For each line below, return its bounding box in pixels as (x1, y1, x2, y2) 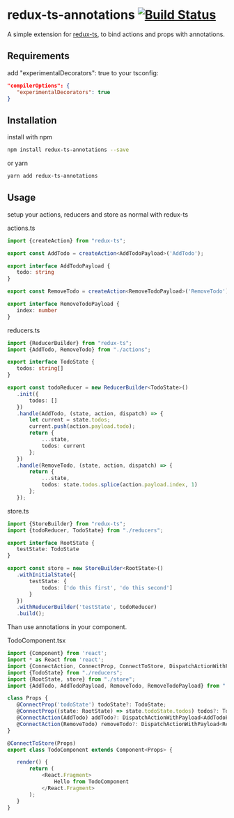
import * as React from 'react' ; (7, 656, 104, 663)
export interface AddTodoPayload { (7, 262, 111, 270)
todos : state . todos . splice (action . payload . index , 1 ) (41, 481, 198, 488)
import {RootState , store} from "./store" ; (7, 676, 136, 683)
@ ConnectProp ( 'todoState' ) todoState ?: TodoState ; (16, 701, 167, 709)
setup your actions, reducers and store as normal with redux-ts (7, 210, 189, 219)
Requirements (7, 50, 70, 62)
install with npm (7, 133, 53, 141)
